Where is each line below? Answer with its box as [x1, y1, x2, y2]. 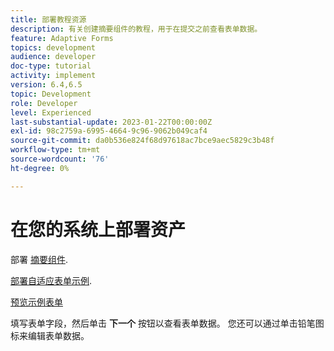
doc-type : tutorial [10, 61, 92, 71]
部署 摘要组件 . [10, 253, 68, 265]
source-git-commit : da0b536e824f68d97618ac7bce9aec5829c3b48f [10, 136, 275, 146]
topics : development [10, 42, 97, 53]
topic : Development [10, 89, 92, 99]
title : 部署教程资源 [10, 14, 87, 25]
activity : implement [10, 71, 97, 81]
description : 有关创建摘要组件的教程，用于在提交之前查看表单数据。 [10, 24, 263, 34]
